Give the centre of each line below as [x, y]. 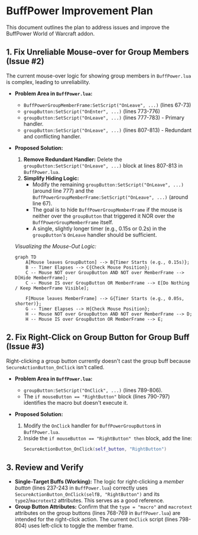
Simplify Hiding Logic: [51, 178]
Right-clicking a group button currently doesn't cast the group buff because [98, 361]
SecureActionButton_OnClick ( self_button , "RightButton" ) [95, 449]
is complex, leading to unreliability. [48, 82]
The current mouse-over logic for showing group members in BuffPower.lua [99, 76]
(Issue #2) [25, 61]
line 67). [42, 203]
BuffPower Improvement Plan [80, 11]
